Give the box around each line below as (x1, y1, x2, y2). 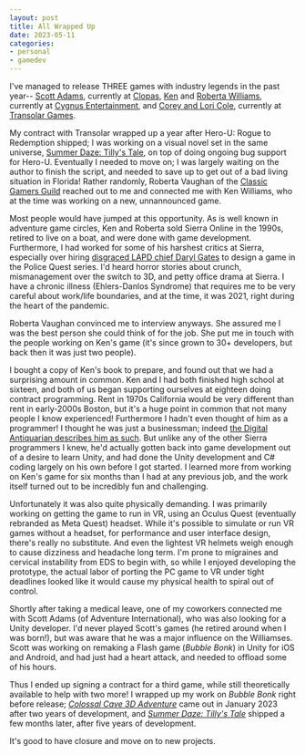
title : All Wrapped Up (9, 22, 96, 31)
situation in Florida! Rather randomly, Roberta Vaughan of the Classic (9, 176, 269, 187)
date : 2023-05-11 (9, 30, 76, 39)
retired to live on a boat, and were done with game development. (9, 233, 252, 243)
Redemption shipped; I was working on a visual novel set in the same (9, 138, 269, 148)
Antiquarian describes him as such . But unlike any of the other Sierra (9, 432, 268, 443)
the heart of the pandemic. (9, 300, 110, 311)
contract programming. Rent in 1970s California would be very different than (9, 394, 294, 404)
